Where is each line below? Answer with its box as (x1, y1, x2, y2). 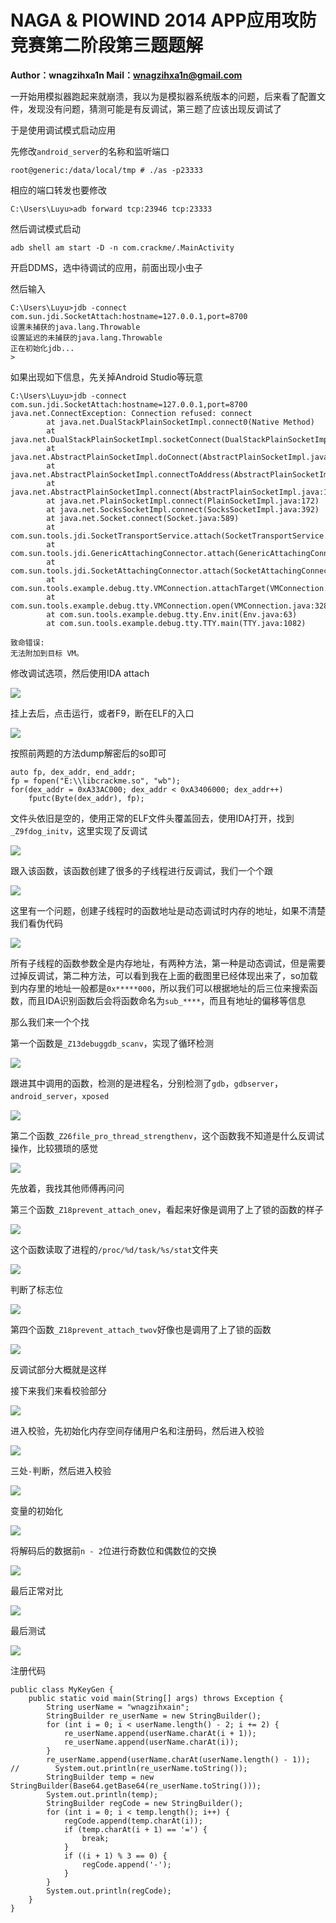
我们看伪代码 (10, 917, 63, 929)
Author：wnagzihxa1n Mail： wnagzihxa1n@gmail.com (10, 69, 243, 81)
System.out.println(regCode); (46, 1886, 172, 1896)
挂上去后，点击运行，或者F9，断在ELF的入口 (10, 707, 195, 719)
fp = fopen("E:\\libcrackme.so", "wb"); (10, 776, 182, 786)
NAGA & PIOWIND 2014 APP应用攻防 (10, 9, 317, 32)
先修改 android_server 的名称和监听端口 (10, 145, 170, 157)
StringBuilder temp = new (46, 1772, 155, 1782)
